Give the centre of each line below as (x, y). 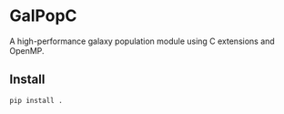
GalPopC (43, 16)
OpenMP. (27, 50)
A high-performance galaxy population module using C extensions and (142, 41)
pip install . (36, 100)
